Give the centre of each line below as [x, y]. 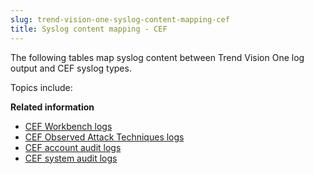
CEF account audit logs [73, 147]
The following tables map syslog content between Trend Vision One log [157, 57]
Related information [52, 107]
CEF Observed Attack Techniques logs [104, 137]
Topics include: [41, 87]
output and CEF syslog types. [71, 68]
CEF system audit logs [71, 158]
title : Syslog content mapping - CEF [89, 29]
